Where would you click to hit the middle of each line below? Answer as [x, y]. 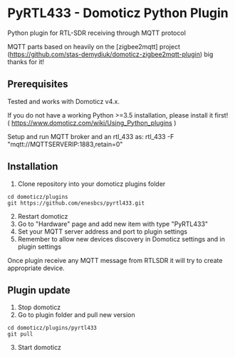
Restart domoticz [43, 216]
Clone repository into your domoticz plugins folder [92, 184]
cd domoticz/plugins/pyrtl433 [52, 328]
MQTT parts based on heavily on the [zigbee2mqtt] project [94, 46]
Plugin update [39, 290]
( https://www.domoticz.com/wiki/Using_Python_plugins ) [92, 123]
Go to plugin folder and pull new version [76, 315]
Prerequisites [38, 84]
